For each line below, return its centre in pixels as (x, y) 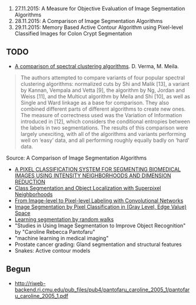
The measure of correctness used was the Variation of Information (101, 115)
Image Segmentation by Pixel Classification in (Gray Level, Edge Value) (100, 207)
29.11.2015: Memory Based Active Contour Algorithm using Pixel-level (99, 27)
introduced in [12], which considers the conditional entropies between (105, 121)
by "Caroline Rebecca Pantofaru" (55, 231)
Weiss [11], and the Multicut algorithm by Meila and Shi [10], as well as (105, 96)
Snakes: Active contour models (52, 250)
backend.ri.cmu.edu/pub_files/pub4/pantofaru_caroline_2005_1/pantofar (102, 289)
